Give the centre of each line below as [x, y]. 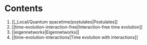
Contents [24, 8]
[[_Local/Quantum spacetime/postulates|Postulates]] [64, 22]
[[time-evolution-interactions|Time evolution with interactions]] [75, 37]
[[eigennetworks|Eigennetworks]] [45, 32]
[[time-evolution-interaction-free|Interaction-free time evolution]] [77, 27]
